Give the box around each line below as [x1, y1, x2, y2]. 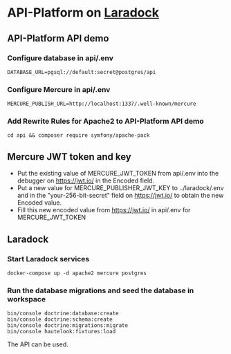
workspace [7, 294, 46, 304]
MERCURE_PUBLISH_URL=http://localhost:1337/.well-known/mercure [7, 100, 196, 108]
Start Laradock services [7, 254, 90, 263]
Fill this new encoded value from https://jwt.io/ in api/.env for [17, 206, 191, 214]
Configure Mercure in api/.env [7, 84, 111, 94]
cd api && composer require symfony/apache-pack [7, 132, 150, 139]
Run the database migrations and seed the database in [7, 286, 194, 295]
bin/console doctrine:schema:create [7, 316, 113, 323]
